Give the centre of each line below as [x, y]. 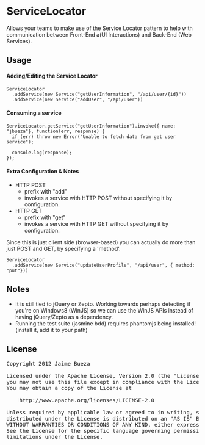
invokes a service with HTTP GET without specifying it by [96, 223]
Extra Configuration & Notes [43, 172]
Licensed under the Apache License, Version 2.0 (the [88, 376]
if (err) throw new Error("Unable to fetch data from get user [94, 136]
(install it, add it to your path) [51, 330]
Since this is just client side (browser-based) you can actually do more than [101, 242]
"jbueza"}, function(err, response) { [56, 131]
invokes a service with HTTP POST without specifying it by [98, 198]
